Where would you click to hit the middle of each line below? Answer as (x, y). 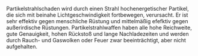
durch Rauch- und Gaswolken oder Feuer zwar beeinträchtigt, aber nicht (96, 40)
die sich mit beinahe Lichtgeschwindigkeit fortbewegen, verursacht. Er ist (97, 15)
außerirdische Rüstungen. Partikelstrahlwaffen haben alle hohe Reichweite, (99, 27)
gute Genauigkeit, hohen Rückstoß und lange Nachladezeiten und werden (98, 34)
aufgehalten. (22, 46)
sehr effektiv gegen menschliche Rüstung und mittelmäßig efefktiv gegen (97, 21)
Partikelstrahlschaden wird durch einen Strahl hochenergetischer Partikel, (97, 9)
